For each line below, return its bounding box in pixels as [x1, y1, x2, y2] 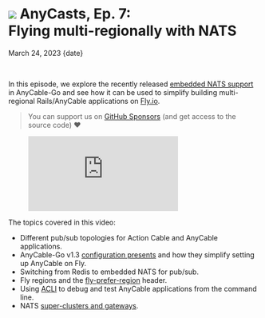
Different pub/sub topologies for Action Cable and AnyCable [19, 233, 218, 242]
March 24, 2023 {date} [8, 48, 84, 58]
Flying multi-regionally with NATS [8, 22, 237, 40]
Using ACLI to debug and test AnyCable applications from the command [19, 284, 257, 293]
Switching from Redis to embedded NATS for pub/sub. [19, 267, 200, 276]
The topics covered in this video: [8, 217, 116, 227]
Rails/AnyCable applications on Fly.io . [37, 96, 160, 105]
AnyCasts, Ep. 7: [19, 5, 132, 23]
